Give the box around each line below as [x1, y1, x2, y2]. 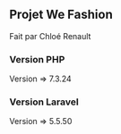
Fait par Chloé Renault [9, 30, 91, 41]
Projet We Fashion [9, 7, 114, 22]
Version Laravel [9, 96, 79, 108]
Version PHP [9, 53, 65, 65]
